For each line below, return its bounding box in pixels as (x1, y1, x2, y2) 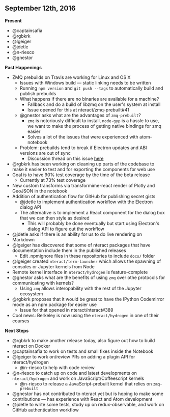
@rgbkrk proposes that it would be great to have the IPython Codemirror (12, 296, 164, 302)
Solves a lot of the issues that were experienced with (27, 133, 138, 140)
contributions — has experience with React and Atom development (12, 396, 153, 402)
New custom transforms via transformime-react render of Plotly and (12, 182, 155, 188)
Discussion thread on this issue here (27, 155, 104, 161)
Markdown (12, 236, 35, 242)
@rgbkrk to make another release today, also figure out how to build (12, 337, 155, 343)
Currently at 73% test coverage (19, 177, 86, 183)
